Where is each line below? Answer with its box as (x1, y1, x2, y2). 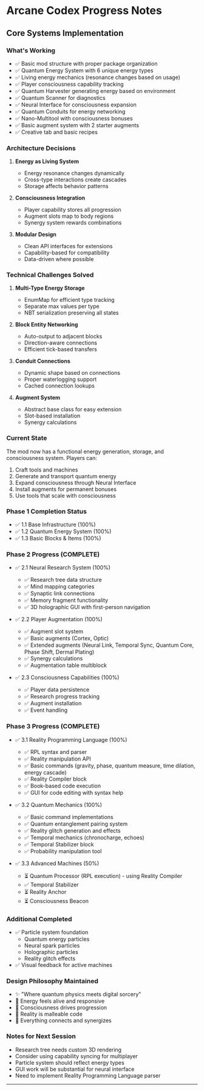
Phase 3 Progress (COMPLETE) (6, 722, 100, 731)
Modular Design (15, 231, 56, 238)
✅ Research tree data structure (24, 576, 102, 584)
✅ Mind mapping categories (24, 583, 95, 590)
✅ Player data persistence (24, 686, 90, 694)
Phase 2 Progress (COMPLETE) (6, 550, 100, 559)
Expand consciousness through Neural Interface (15, 479, 137, 486)
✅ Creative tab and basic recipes (15, 128, 98, 136)
